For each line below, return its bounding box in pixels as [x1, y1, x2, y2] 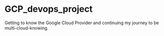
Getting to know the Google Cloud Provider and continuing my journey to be [4, 20, 159, 26]
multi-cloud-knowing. [4, 25, 49, 31]
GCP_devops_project [4, 3, 93, 15]
